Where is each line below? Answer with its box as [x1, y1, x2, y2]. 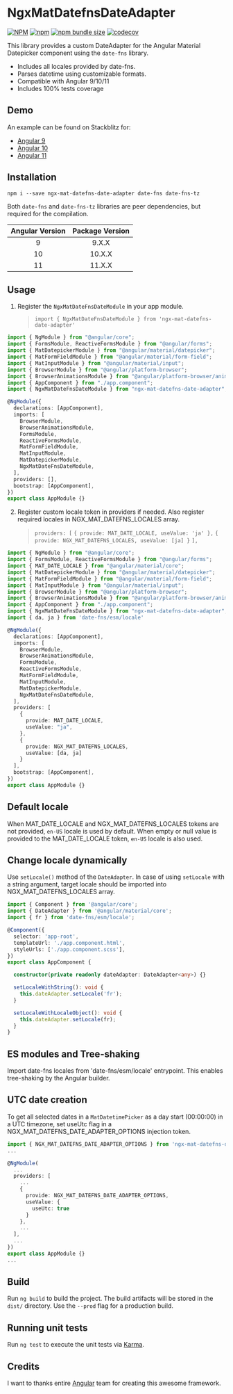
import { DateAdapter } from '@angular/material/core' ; [7, 907, 172, 915]
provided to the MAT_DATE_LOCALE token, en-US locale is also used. [7, 834, 203, 843]
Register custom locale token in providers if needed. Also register [17, 508, 205, 516]
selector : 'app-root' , [13, 933, 79, 940]
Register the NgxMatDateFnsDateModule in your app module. [17, 302, 184, 311]
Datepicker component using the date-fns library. [7, 49, 149, 57]
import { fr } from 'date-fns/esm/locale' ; [7, 914, 135, 921]
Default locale [7, 801, 69, 813]
